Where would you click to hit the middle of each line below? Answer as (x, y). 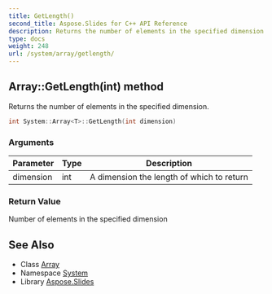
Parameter (33, 163)
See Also (31, 245)
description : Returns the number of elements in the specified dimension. (138, 31)
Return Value (35, 201)
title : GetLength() (42, 16)
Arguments (31, 142)
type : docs (27, 39)
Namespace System (54, 273)
